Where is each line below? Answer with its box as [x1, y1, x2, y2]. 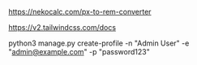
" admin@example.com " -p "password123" [8, 47, 150, 56]
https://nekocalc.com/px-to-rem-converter [8, 7, 152, 16]
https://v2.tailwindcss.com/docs [8, 23, 116, 32]
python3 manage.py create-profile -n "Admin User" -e [8, 38, 190, 48]
